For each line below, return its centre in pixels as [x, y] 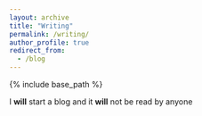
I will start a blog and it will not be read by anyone [101, 102]
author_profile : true [49, 42]
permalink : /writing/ [49, 34]
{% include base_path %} [56, 84]
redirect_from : [37, 51]
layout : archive [39, 17]
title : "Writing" [41, 26]
